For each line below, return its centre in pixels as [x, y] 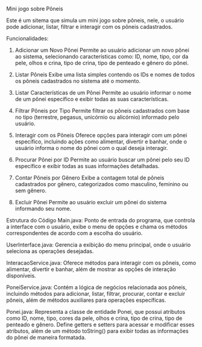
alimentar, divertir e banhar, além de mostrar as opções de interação [91, 269]
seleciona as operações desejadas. [50, 251]
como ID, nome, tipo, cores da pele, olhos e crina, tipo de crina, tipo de [94, 318]
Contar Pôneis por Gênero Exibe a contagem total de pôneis [90, 178]
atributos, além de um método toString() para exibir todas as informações [97, 331]
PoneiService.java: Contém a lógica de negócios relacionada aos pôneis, [96, 287]
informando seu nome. [43, 208]
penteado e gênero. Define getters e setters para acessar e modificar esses [100, 324]
